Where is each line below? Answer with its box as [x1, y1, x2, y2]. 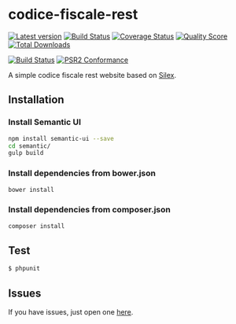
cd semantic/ [8, 142, 51, 150]
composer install [8, 222, 65, 230]
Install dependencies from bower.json [8, 168, 156, 179]
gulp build [8, 149, 44, 157]
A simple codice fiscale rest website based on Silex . [8, 70, 177, 79]
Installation [8, 93, 65, 107]
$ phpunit [8, 265, 41, 273]
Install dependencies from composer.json [8, 204, 171, 215]
